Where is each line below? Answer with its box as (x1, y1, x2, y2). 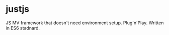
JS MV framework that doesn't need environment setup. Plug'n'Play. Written (6, 20, 164, 26)
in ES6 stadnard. (6, 25, 40, 31)
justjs (6, 3, 30, 15)
